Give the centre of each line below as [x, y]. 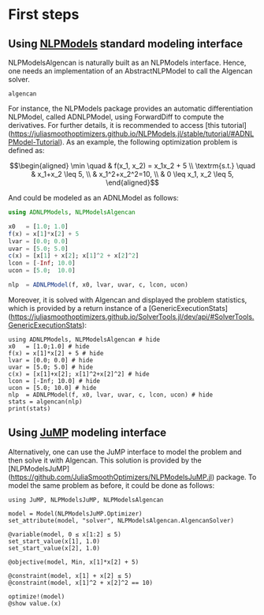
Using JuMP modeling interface [87, 433]
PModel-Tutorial [34, 142]
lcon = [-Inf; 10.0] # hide [54, 381]
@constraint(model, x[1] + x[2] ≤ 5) [70, 576]
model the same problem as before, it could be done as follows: [112, 485]
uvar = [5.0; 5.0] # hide [50, 367]
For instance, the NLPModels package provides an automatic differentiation [131, 109]
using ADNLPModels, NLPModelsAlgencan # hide [84, 339]
